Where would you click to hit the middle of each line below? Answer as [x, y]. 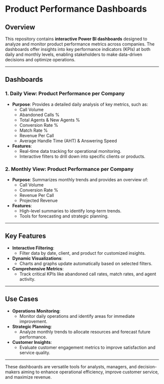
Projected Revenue [38, 200]
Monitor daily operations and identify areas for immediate [77, 316]
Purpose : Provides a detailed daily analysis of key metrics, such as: [80, 104]
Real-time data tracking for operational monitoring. [70, 151]
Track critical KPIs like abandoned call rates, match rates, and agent [88, 274]
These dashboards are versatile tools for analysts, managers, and [71, 366]
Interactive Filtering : [33, 248]
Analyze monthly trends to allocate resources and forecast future [85, 332]
